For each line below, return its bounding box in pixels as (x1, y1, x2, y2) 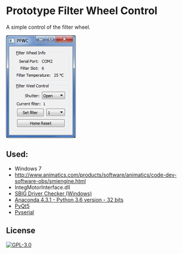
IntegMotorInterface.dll (14, 184, 70, 191)
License (6, 226, 36, 236)
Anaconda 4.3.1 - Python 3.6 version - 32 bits (14, 196, 124, 203)
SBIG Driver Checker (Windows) (14, 189, 92, 197)
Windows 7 (14, 165, 42, 172)
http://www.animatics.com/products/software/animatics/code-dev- (14, 171, 177, 178)
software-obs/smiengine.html (14, 177, 86, 184)
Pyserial (14, 208, 34, 215)
